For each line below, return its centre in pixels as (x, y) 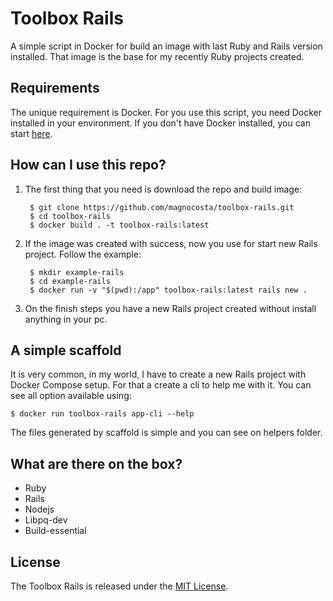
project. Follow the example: (83, 254)
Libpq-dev (46, 520)
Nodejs (39, 509)
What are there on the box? (96, 463)
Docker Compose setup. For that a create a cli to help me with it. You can (161, 385)
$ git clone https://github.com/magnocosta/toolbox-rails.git (162, 207)
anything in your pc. (66, 319)
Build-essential (55, 531)
